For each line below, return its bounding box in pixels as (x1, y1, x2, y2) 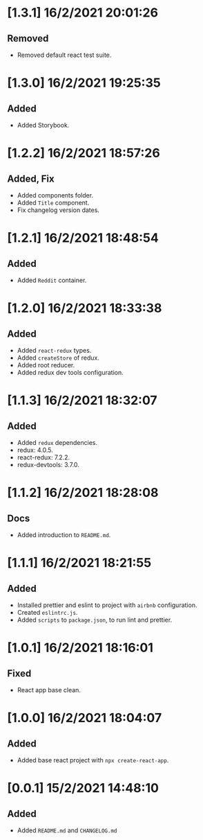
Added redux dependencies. (17, 439, 98, 446)
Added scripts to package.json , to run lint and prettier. (17, 615, 173, 624)
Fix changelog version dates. (17, 206, 100, 214)
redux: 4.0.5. (17, 446, 53, 454)
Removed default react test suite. (17, 51, 112, 59)
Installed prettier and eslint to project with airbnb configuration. (17, 601, 197, 609)
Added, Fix (7, 173, 55, 184)
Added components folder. (17, 191, 94, 199)
